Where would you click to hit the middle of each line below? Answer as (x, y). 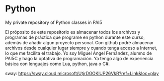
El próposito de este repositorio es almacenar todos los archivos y (73, 32)
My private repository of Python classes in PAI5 (54, 22)
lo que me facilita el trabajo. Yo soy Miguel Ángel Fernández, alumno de (79, 53)
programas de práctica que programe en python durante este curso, (75, 37)
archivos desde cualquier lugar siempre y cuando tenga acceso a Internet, (81, 48)
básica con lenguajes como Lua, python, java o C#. (58, 64)
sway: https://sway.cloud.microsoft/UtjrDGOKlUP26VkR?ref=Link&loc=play (82, 73)
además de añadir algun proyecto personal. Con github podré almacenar (80, 42)
